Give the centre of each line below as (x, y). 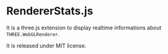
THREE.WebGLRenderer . (33, 34)
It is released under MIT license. (46, 46)
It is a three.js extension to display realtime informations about (84, 28)
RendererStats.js (50, 11)
